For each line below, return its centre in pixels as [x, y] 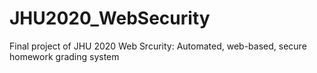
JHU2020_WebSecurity [110, 18]
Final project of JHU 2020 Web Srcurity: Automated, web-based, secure [158, 46]
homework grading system [64, 56]
